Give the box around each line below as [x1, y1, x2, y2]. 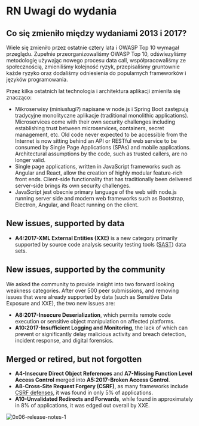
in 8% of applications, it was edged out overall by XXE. [14, 402, 151, 409]
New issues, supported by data [6, 218, 125, 229]
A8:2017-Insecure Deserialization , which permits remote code [14, 311, 172, 319]
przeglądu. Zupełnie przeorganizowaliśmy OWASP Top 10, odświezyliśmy [6, 50, 187, 58]
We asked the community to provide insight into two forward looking [6, 280, 174, 287]
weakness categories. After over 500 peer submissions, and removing [6, 287, 179, 294]
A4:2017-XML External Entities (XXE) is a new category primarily [14, 234, 178, 241]
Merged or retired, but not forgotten [6, 354, 142, 364]
